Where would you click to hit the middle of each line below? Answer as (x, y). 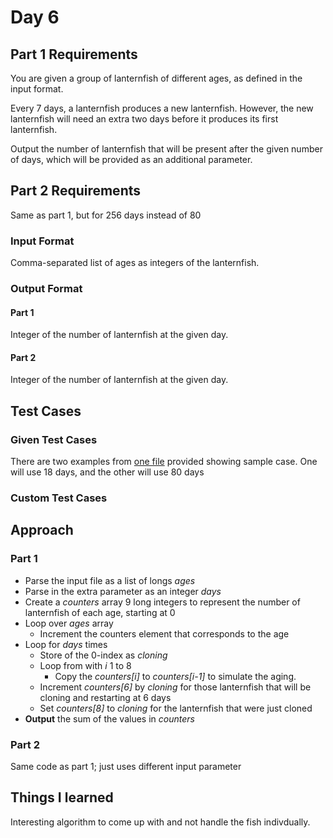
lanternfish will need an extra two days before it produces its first (144, 119)
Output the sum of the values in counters (109, 718)
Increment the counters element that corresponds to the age (164, 633)
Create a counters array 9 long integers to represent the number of (162, 602)
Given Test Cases (54, 439)
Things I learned (62, 797)
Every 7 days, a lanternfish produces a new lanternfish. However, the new (162, 108)
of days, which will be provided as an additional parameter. (131, 159)
